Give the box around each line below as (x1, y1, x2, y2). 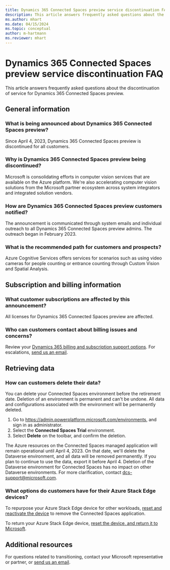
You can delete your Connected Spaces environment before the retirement (5, 390, 161, 397)
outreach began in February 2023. (5, 231, 77, 237)
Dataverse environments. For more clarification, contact (5, 469, 121, 475)
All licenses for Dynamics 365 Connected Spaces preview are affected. (5, 314, 154, 320)
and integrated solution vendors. (5, 190, 73, 196)
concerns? (5, 332, 32, 339)
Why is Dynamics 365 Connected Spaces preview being (5, 156, 146, 163)
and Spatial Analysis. (5, 266, 49, 272)
